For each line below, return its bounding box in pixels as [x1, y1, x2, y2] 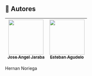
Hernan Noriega [5, 65, 37, 71]
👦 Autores [5, 5, 36, 13]
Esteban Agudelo [50, 54, 84, 60]
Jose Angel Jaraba [7, 54, 45, 60]
